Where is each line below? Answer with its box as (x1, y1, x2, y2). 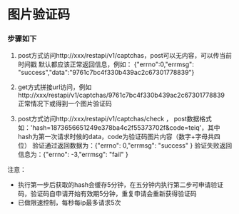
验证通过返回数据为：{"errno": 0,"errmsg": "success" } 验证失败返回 (31, 141, 233, 150)
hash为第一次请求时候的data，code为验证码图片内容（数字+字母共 (17, 133, 214, 141)
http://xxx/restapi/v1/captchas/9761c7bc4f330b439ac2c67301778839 (17, 91, 225, 100)
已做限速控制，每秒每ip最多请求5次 (17, 198, 121, 207)
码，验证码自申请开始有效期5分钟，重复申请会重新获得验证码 (17, 190, 198, 198)
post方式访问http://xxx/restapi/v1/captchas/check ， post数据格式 (17, 115, 213, 123)
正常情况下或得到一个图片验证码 (17, 99, 112, 108)
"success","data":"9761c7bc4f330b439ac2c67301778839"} (17, 68, 195, 77)
